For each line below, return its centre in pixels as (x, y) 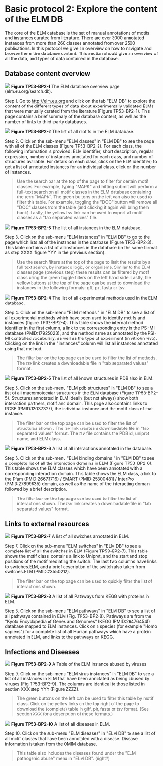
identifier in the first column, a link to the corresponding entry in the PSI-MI (80, 328)
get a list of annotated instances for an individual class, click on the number (81, 167)
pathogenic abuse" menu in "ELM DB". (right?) (63, 758)
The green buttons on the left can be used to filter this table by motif (85, 698)
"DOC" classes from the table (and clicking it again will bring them (83, 207)
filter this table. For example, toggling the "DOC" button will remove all (87, 202)
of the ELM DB (34, 19)
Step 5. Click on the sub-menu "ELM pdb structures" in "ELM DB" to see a (79, 388)
